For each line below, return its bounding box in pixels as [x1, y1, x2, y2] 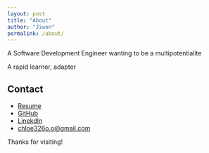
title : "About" [7, 17, 52, 24]
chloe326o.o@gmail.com [17, 124, 91, 133]
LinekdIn [17, 117, 43, 125]
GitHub [17, 109, 39, 118]
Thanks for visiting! [7, 138, 63, 146]
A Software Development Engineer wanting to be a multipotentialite [7, 49, 202, 58]
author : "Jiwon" [7, 23, 55, 30]
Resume [17, 102, 42, 110]
